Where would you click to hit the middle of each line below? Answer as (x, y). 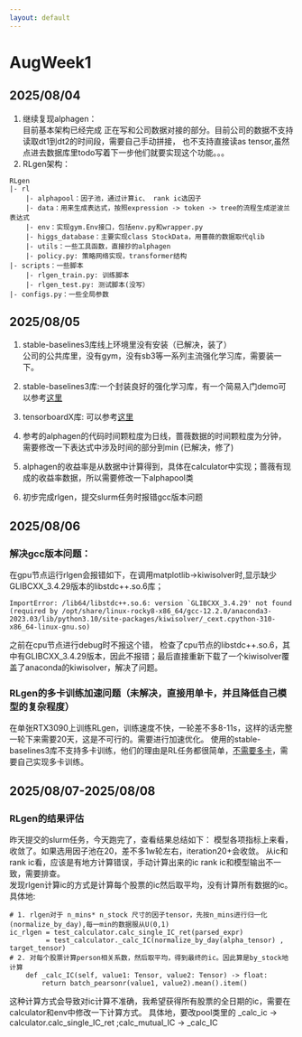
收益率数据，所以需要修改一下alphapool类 (116, 478)
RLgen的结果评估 (47, 818)
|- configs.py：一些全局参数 (59, 294)
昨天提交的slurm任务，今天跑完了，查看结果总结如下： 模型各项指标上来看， (151, 840)
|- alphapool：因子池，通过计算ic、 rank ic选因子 (114, 198)
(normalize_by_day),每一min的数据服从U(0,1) (89, 925)
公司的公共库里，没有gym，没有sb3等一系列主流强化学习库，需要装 (148, 356)
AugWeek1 (50, 62)
